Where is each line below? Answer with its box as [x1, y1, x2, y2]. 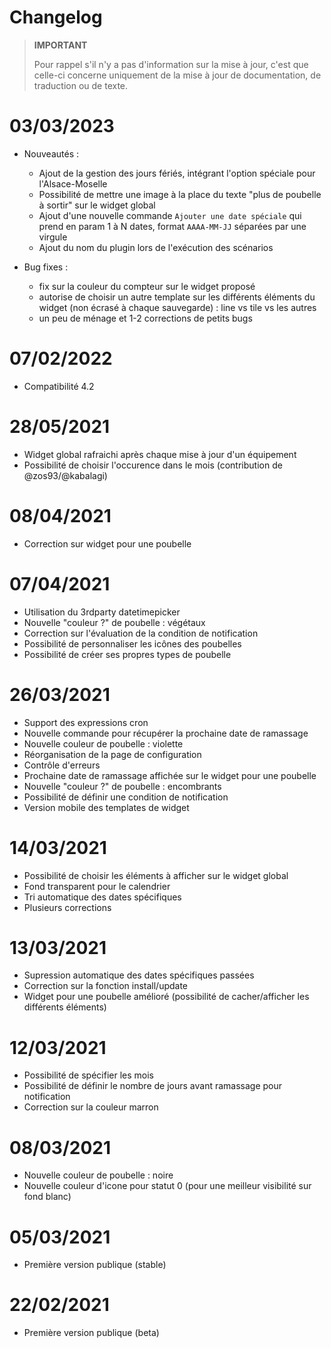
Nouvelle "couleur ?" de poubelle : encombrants [23, 780, 222, 792]
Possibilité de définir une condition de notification [23, 791, 229, 803]
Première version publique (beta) [23, 1327, 160, 1339]
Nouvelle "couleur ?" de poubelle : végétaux [23, 616, 206, 628]
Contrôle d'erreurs [23, 759, 101, 771]
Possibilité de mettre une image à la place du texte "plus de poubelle [38, 188, 322, 200]
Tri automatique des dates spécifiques [23, 891, 182, 903]
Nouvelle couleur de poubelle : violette [23, 737, 184, 750]
